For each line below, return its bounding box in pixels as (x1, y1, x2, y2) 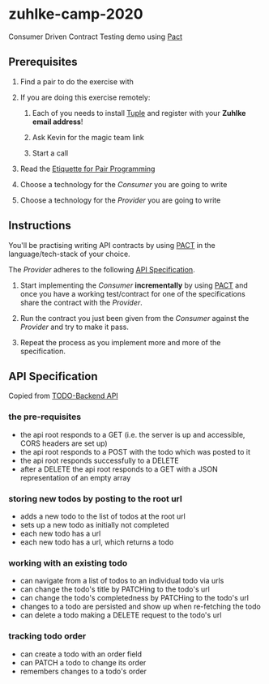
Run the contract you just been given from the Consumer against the (19, 313, 250, 323)
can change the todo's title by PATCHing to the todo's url (19, 584, 211, 594)
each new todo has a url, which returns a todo (19, 537, 174, 547)
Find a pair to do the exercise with (19, 76, 134, 86)
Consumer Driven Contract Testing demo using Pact (8, 32, 183, 41)
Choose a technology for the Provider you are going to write (19, 195, 221, 205)
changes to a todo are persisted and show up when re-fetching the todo (19, 601, 261, 612)
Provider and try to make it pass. (19, 322, 130, 331)
